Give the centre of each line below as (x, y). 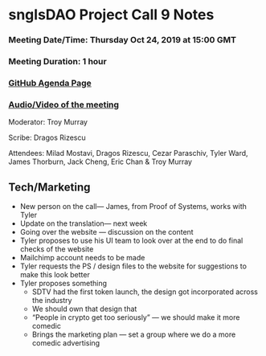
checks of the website (57, 249)
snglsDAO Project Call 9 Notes (111, 15)
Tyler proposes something (63, 284)
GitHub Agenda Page (50, 83)
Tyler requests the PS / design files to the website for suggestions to (133, 266)
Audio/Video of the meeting (63, 104)
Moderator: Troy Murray (48, 122)
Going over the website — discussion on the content (107, 232)
